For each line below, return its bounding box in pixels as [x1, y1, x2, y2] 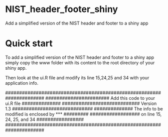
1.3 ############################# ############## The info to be [5, 105, 163, 111]
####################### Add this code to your [45, 95, 155, 101]
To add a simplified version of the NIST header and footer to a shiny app [5, 54, 154, 60]
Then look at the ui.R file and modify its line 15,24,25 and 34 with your [5, 74, 149, 81]
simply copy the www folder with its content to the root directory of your [5, 59, 155, 66]
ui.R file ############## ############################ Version [5, 100, 157, 106]
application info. [5, 80, 39, 86]
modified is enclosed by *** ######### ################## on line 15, [5, 111, 162, 117]
